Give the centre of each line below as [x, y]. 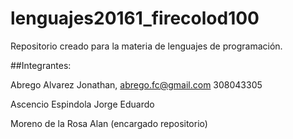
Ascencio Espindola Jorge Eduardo [82, 104]
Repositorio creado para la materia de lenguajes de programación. [146, 46]
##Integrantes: [41, 65]
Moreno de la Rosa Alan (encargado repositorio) [109, 123]
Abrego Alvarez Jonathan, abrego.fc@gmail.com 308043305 [136, 84]
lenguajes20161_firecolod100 [135, 18]
